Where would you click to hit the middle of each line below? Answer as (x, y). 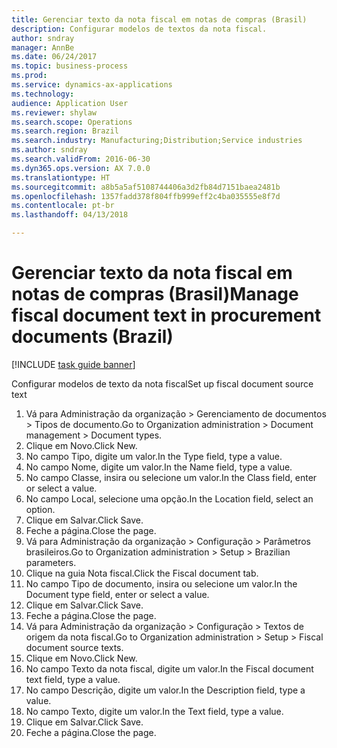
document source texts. (74, 647)
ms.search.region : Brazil (65, 131)
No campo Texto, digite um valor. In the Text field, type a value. (154, 711)
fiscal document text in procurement (166, 315)
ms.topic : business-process (70, 66)
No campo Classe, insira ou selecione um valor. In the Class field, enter (171, 477)
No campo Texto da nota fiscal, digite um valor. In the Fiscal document (169, 668)
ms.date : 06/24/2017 (54, 57)
